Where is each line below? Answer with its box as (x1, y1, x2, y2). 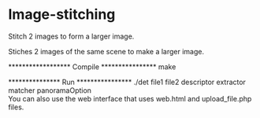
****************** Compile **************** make (8, 61, 176, 72)
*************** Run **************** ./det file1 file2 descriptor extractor (8, 77, 247, 87)
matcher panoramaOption (8, 85, 92, 95)
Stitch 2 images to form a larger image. (8, 31, 135, 41)
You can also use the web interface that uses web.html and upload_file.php (8, 94, 252, 103)
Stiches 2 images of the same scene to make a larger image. (8, 46, 205, 56)
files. (8, 102, 24, 112)
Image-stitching (8, 6, 116, 24)
